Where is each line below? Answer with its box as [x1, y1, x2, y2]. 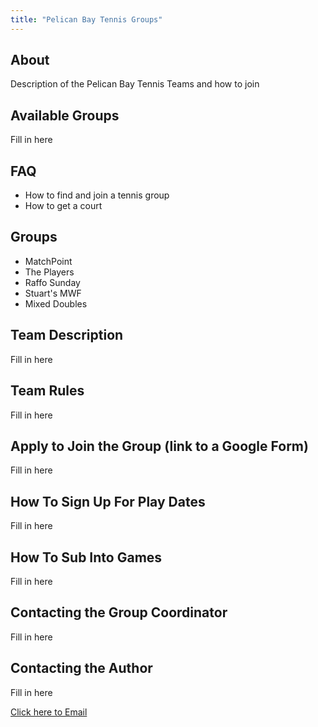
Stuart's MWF [24, 287, 82, 299]
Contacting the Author [10, 660, 153, 677]
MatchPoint [24, 255, 73, 267]
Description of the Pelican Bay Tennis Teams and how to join [10, 78, 260, 90]
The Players [24, 266, 75, 278]
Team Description [10, 327, 124, 344]
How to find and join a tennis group [24, 189, 170, 201]
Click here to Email [10, 706, 88, 718]
